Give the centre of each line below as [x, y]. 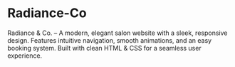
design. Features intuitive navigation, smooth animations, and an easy [110, 40]
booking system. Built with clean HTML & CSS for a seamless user [104, 48]
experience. [25, 56]
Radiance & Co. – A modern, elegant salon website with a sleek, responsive [117, 33]
